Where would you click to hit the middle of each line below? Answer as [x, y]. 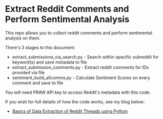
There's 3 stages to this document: [40, 47]
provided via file [28, 72]
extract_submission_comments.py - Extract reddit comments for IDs [80, 67]
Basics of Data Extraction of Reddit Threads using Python [70, 111]
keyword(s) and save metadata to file [49, 62]
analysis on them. [23, 38]
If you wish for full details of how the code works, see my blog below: [75, 101]
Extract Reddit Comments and [67, 9]
